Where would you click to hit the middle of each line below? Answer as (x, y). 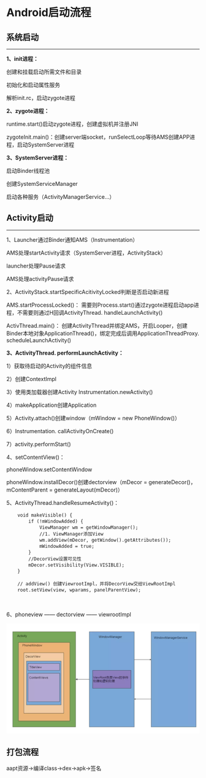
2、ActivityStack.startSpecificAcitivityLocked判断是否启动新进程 (88, 291)
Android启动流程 (49, 13)
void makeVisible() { (45, 515)
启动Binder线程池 (28, 171)
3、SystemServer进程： (38, 158)
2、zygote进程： (28, 111)
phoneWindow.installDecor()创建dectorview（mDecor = (77, 482)
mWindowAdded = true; (67, 546)
